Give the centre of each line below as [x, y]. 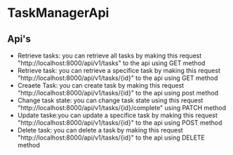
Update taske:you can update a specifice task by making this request [117, 115]
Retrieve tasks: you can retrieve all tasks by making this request [109, 55]
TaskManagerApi [58, 13]
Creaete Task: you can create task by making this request [101, 85]
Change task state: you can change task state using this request [110, 100]
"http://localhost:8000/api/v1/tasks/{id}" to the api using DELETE [111, 137]
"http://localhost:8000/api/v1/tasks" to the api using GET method [111, 63]
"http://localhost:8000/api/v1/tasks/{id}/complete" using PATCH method [122, 108]
